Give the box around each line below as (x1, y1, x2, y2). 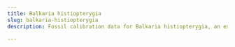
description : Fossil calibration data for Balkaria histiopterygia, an (7, 23, 220, 30)
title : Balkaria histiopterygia (7, 10, 101, 17)
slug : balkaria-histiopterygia (7, 17, 99, 23)
